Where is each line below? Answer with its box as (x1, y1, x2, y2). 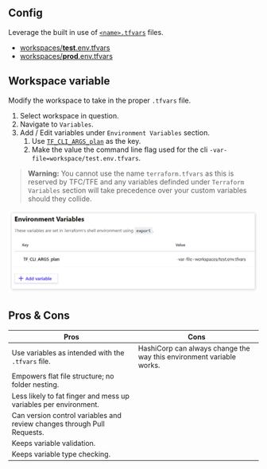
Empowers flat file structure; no (11, 371, 114, 381)
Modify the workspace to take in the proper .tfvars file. (8, 95, 192, 105)
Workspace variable (8, 75, 110, 88)
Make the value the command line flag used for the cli (31, 145, 208, 154)
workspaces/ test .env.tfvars (19, 43, 110, 52)
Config (8, 6, 43, 20)
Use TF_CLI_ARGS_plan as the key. (31, 136, 141, 145)
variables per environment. (11, 399, 99, 409)
